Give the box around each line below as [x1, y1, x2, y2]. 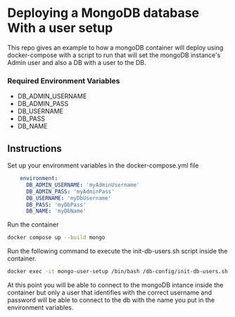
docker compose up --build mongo [7, 234, 106, 241]
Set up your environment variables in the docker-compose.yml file [7, 161, 199, 170]
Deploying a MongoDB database [7, 5, 199, 21]
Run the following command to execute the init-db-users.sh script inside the [7, 247, 228, 256]
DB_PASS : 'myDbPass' [25, 201, 87, 208]
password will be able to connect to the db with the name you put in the [7, 296, 215, 304]
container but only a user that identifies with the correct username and [7, 288, 212, 297]
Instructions [7, 143, 62, 155]
